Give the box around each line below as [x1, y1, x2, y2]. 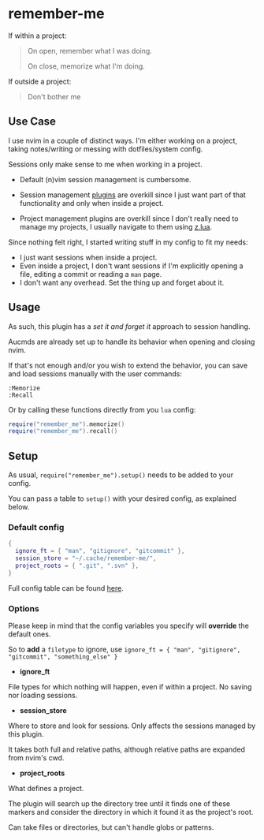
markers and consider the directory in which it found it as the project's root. [8, 808, 254, 817]
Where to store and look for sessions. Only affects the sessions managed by [8, 721, 256, 730]
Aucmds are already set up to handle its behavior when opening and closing [8, 337, 255, 346]
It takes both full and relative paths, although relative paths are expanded [8, 745, 246, 754]
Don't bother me [27, 91, 81, 101]
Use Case [8, 115, 57, 129]
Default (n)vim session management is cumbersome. [19, 174, 191, 184]
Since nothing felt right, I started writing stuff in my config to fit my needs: [8, 237, 248, 247]
